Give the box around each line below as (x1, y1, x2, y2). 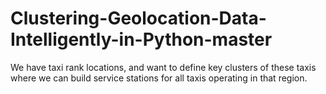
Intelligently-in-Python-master (10, 28, 273, 51)
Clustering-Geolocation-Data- (10, 7, 267, 30)
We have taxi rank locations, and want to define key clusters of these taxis (10, 61, 317, 73)
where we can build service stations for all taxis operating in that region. (10, 72, 308, 84)
